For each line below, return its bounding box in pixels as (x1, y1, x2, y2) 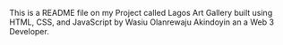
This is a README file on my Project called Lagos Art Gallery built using (9, 8, 273, 18)
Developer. (9, 26, 49, 36)
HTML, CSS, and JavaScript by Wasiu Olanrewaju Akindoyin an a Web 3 (9, 17, 275, 27)
